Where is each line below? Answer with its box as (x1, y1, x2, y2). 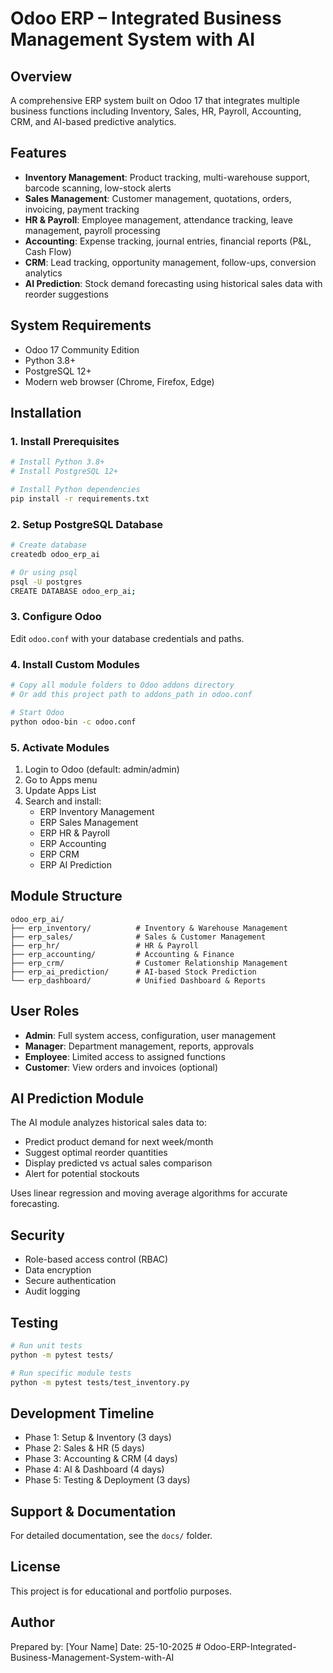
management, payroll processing (24, 224, 161, 236)
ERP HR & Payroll (39, 827, 110, 839)
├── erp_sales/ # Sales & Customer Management (10, 932, 267, 942)
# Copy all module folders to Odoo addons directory (10, 680, 235, 691)
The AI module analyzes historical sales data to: (10, 1117, 208, 1129)
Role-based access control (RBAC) (24, 1253, 169, 1266)
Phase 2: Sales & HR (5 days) (24, 1442, 145, 1454)
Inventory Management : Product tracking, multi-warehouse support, (24, 171, 310, 183)
